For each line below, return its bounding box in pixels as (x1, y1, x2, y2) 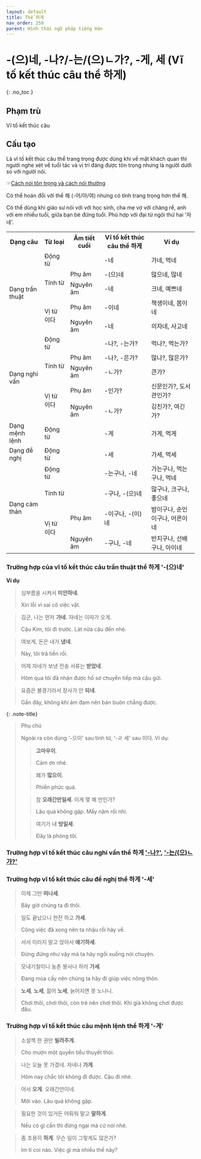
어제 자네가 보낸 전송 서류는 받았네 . (20, 663, 103, 670)
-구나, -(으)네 (103, 489, 142, 498)
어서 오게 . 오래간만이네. (20, 1085, 76, 1092)
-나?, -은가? (103, 354, 138, 362)
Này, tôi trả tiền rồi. (20, 650, 68, 657)
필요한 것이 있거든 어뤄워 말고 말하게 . (20, 1110, 108, 1117)
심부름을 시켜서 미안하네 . (20, 589, 79, 597)
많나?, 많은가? (151, 354, 188, 362)
